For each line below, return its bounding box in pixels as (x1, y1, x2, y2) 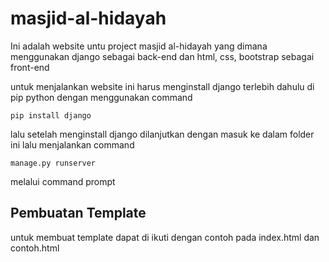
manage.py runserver (10, 158, 97, 168)
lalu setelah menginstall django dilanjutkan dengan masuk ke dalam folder (10, 128, 315, 140)
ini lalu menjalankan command (10, 138, 135, 151)
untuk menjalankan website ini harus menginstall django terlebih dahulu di (10, 80, 315, 92)
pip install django (10, 110, 92, 121)
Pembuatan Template (10, 205, 147, 222)
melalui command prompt (10, 175, 116, 187)
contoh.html (10, 242, 60, 254)
